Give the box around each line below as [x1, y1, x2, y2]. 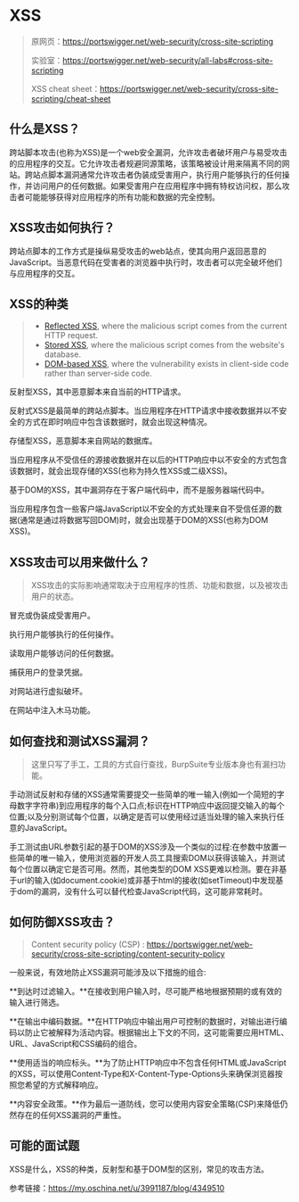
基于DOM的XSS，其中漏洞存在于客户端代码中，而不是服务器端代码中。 [9, 485, 270, 495]
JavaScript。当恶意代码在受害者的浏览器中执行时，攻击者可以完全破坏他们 [9, 256, 283, 268]
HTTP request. [44, 330, 99, 341]
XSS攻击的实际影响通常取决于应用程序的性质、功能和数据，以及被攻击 [30, 580, 289, 591]
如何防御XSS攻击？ [9, 915, 116, 930]
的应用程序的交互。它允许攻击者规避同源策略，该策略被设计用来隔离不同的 [9, 158, 282, 169]
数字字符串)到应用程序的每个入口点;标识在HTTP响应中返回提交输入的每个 [16, 800, 285, 810]
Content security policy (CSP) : [30, 939, 145, 949]
